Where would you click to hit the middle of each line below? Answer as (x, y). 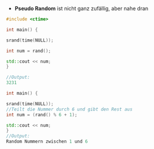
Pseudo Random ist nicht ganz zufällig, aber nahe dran (81, 8)
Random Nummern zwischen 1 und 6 (47, 142)
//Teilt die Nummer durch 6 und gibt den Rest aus (69, 109)
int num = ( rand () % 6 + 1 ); (42, 115)
